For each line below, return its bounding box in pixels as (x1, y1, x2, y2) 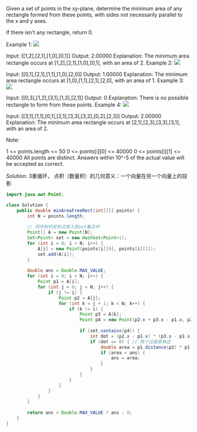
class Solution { (6, 202, 49, 208)
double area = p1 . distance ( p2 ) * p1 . (100, 344, 193, 350)
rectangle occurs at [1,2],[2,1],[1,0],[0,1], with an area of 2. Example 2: (6, 59, 173, 66)
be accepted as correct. (6, 160, 64, 167)
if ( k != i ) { (69, 306, 104, 312)
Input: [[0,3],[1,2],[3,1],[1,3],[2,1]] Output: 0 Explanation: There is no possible (6, 94, 189, 101)
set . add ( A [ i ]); (37, 251, 75, 257)
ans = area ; (111, 355, 141, 361)
